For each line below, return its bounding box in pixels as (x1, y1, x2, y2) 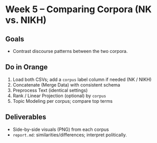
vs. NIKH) (5, 14, 47, 26)
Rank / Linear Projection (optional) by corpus (12, 93, 106, 99)
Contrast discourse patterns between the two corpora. (12, 48, 128, 54)
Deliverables (5, 113, 47, 122)
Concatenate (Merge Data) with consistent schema (12, 81, 120, 88)
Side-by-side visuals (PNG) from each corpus (12, 126, 109, 132)
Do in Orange (5, 63, 48, 72)
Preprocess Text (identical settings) (12, 87, 88, 93)
